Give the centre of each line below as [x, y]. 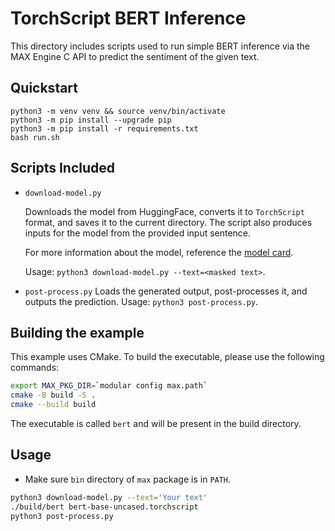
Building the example [77, 332]
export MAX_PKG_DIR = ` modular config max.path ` [109, 386]
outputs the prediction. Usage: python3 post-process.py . [141, 301]
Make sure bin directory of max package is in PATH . [128, 479]
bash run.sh [35, 137]
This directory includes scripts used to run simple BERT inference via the [160, 46]
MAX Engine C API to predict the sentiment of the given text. [135, 56]
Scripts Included [63, 168]
